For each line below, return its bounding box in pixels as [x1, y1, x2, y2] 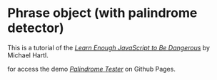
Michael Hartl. [7, 51, 49, 59]
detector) [7, 20, 64, 36]
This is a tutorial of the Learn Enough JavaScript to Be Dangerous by [7, 43, 211, 52]
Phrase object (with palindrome [7, 5, 198, 21]
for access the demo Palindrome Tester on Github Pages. [7, 64, 176, 73]
